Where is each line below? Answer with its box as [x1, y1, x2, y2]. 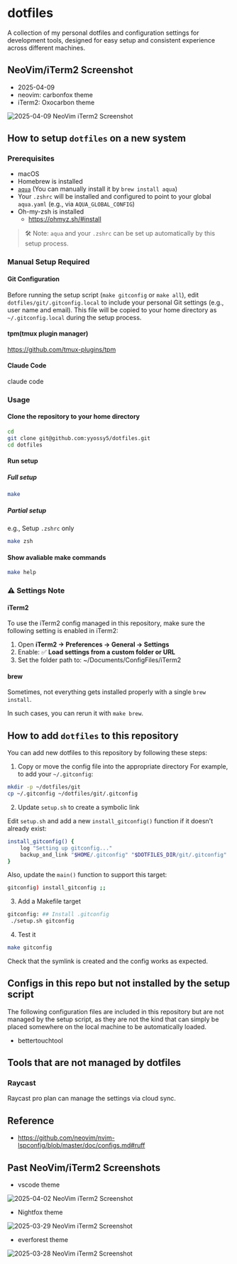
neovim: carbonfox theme [17, 90, 94, 99]
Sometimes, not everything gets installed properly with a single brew [7, 688, 206, 696]
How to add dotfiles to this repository [7, 730, 179, 742]
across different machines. [7, 43, 86, 52]
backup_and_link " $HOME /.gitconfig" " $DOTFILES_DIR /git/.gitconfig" [20, 851, 227, 858]
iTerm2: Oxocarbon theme [17, 98, 95, 106]
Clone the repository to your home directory [7, 412, 140, 421]
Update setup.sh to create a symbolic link [17, 803, 140, 811]
